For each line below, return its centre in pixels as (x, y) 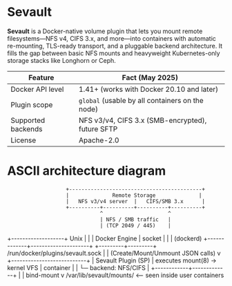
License (23, 140)
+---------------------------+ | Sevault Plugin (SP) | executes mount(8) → (112, 260)
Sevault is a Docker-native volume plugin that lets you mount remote (105, 31)
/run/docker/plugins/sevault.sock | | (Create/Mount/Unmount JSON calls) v (114, 253)
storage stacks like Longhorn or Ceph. (61, 60)
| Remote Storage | (134, 195)
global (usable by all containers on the (141, 100)
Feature (41, 77)
